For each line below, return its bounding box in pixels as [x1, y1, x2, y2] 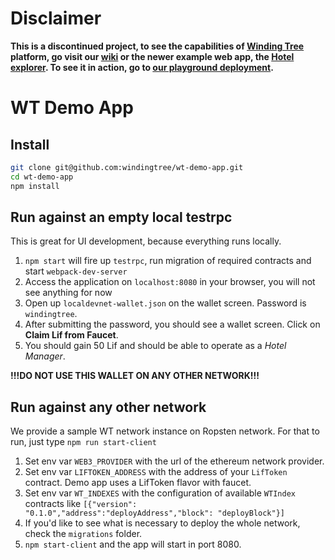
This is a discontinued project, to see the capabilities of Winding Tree [10, 40, 305, 52]
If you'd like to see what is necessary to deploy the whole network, [24, 517, 301, 529]
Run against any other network [10, 398, 207, 416]
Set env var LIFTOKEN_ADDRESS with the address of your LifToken [24, 466, 288, 478]
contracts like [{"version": [24, 498, 138, 510]
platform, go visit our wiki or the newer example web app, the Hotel [10, 50, 295, 62]
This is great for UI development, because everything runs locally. [10, 235, 282, 247]
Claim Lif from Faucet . [24, 329, 119, 341]
